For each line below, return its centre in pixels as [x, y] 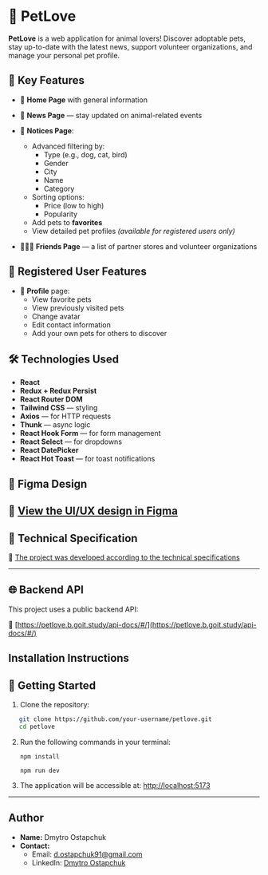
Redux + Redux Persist [58, 391]
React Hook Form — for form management [90, 434]
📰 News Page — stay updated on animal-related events [111, 115]
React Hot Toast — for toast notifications [87, 459]
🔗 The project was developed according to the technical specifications [124, 557]
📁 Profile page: [45, 291]
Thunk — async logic [55, 425]
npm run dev [39, 770]
